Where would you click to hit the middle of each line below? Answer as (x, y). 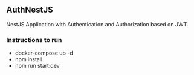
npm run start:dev (37, 66)
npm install (29, 59)
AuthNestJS (30, 10)
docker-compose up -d (44, 53)
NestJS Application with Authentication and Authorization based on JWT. (97, 24)
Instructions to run (34, 40)
